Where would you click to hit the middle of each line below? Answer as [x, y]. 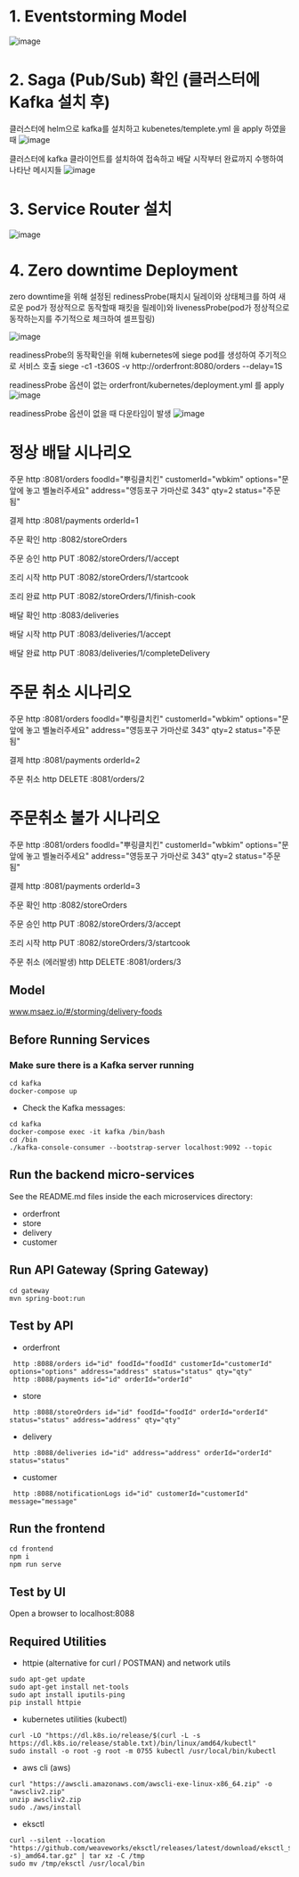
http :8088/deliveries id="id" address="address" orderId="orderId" [143, 1453]
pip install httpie [45, 1702]
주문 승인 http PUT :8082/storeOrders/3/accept [95, 924]
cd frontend [31, 1549]
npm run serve [36, 1565]
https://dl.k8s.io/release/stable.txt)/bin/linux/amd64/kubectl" [133, 1743]
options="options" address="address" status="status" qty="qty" [131, 1371]
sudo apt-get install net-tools [69, 1687]
